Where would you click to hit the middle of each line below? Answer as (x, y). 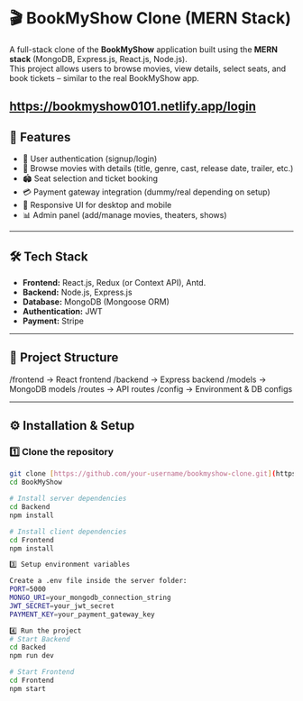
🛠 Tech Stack (49, 256)
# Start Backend (40, 639)
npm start (28, 688)
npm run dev (32, 656)
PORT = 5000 (28, 589)
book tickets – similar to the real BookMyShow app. (105, 77)
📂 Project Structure (64, 358)
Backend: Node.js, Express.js (77, 292)
